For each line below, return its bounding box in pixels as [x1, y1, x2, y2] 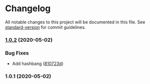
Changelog [5, 3, 51, 14]
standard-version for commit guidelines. [5, 24, 86, 30]
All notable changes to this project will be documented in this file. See [5, 19, 146, 25]
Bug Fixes [5, 49, 29, 56]
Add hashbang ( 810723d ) [12, 61, 64, 66]
